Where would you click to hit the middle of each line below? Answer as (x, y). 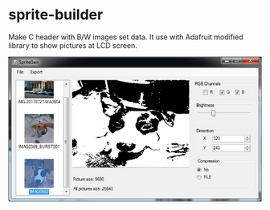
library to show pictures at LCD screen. (73, 45)
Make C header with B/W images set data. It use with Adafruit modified (126, 37)
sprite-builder (56, 15)
